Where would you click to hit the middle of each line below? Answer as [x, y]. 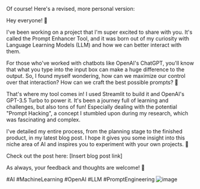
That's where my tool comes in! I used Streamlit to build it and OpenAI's [95, 94]
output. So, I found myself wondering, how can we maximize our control [96, 76]
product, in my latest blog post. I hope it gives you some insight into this [96, 138]
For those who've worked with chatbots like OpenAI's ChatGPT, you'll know [100, 63]
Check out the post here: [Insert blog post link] [64, 156]
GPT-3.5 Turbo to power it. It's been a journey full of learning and [88, 100]
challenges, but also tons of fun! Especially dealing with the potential [92, 107]
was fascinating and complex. [43, 120]
